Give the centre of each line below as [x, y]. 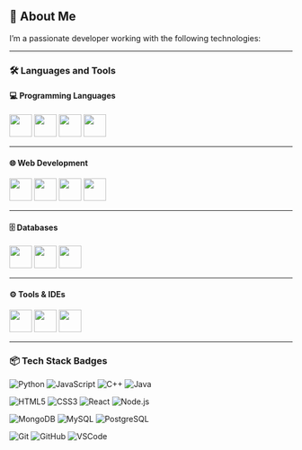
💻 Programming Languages [62, 96]
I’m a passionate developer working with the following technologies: [135, 38]
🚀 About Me [43, 17]
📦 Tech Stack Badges [58, 361]
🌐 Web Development [49, 163]
